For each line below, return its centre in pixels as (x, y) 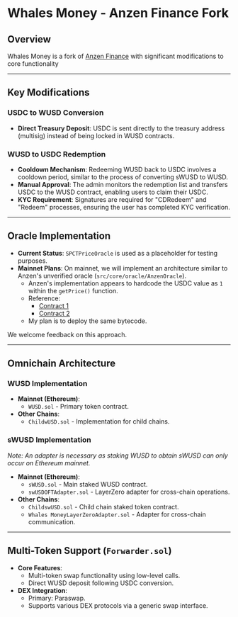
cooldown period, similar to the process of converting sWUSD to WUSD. (123, 177)
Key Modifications (49, 92)
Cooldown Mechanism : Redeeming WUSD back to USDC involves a (117, 169)
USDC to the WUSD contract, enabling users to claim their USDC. (113, 192)
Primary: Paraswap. (57, 598)
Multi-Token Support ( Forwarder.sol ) (90, 551)
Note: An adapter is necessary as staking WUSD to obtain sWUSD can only (118, 455)
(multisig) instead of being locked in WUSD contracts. (96, 135)
